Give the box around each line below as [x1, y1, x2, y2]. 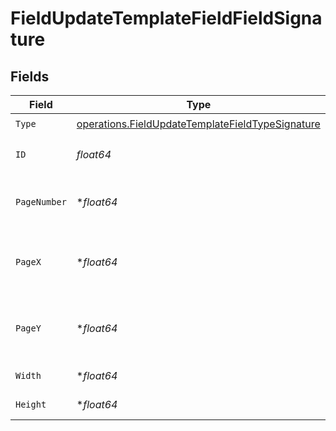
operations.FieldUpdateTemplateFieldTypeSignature [76, 117, 321, 131]
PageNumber [15, 197, 67, 207]
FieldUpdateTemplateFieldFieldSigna [10, 7, 323, 30]
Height [15, 399, 47, 410]
